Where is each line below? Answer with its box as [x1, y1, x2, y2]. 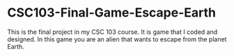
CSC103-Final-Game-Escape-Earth [7, 5, 216, 21]
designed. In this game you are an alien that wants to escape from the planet [7, 35, 227, 43]
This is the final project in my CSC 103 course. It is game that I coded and [7, 28, 218, 36]
